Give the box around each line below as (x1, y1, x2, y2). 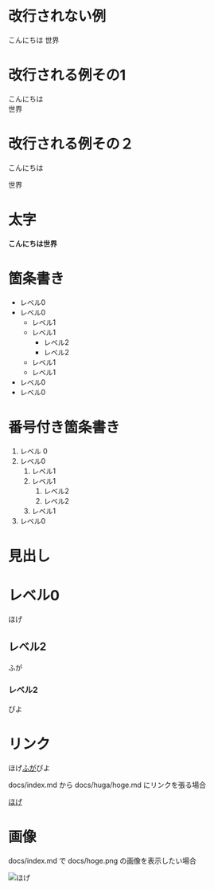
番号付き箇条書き (8, 418, 121, 436)
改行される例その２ (8, 135, 134, 153)
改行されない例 (8, 7, 107, 26)
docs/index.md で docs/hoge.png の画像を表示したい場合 (8, 856, 197, 865)
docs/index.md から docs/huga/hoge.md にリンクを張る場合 (8, 780, 207, 789)
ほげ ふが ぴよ (8, 763, 50, 773)
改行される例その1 (8, 66, 126, 85)
